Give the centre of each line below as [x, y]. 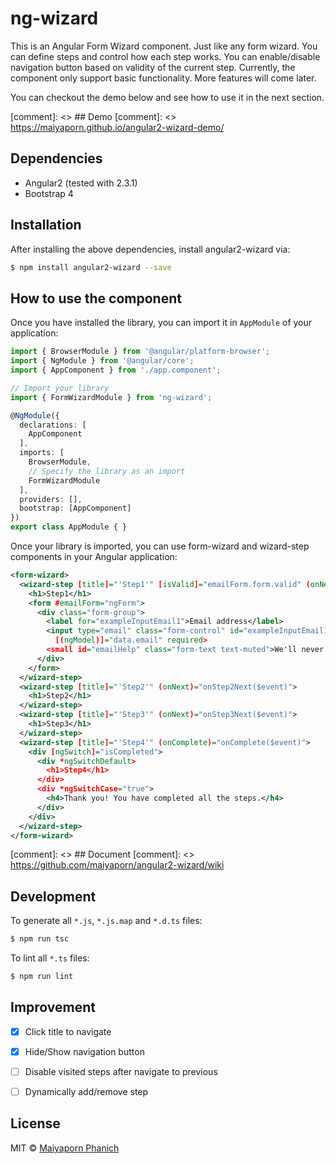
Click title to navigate [68, 1031]
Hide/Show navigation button [84, 1051]
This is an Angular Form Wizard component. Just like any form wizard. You [164, 46]
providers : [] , [51, 499]
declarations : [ [53, 425]
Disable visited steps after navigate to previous [121, 1071]
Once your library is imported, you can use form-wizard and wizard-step [160, 546]
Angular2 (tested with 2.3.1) [81, 183]
